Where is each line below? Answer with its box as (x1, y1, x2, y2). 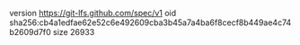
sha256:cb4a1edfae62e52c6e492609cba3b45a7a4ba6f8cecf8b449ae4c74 (9, 17, 292, 28)
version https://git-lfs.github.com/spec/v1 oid (9, 8, 177, 18)
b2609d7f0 (9, 27, 51, 37)
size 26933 (52, 27, 95, 37)
